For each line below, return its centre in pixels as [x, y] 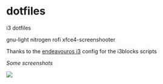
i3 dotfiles [19, 28]
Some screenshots [30, 63]
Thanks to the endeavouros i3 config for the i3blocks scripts [82, 51]
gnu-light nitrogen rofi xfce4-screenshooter [61, 39]
